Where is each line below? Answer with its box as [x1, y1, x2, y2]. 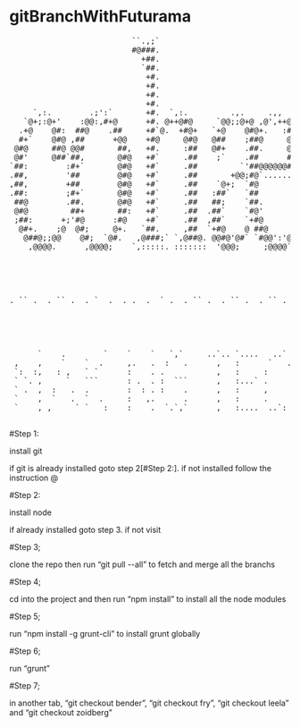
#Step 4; [9, 576, 42, 587]
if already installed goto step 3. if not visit [9, 524, 162, 535]
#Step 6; [9, 646, 41, 656]
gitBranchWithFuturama [9, 6, 192, 27]
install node [9, 507, 52, 518]
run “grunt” [9, 663, 51, 673]
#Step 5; [9, 611, 41, 621]
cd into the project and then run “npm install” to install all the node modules [9, 593, 287, 604]
